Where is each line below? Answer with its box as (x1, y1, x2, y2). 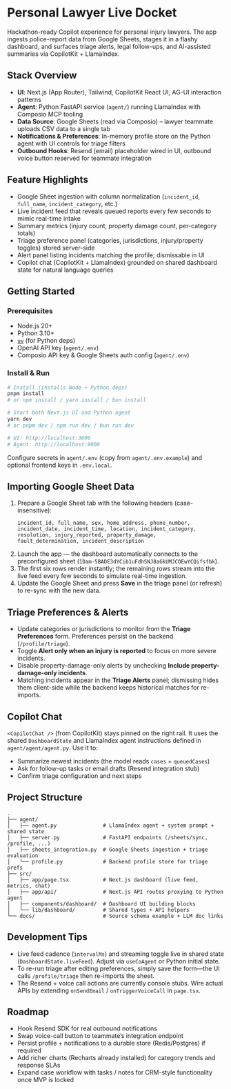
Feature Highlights (7, 174, 88, 186)
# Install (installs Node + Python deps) (7, 384, 128, 391)
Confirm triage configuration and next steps (17, 771, 142, 780)
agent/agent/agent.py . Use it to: (7, 743, 98, 752)
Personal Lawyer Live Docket (7, 5, 177, 21)
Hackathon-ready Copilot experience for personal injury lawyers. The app (7, 28, 217, 36)
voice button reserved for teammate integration (17, 154, 152, 162)
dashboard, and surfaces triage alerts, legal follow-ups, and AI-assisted (7, 42, 212, 50)
